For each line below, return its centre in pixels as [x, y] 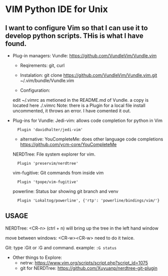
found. [16, 44]
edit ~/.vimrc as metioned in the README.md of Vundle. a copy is [80, 100]
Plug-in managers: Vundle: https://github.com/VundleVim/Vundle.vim [85, 56]
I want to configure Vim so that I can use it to [76, 28]
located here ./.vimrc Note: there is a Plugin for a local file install [79, 105]
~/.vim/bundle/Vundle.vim [47, 81]
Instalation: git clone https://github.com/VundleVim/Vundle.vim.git [89, 75]
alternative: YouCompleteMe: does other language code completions [92, 139]
